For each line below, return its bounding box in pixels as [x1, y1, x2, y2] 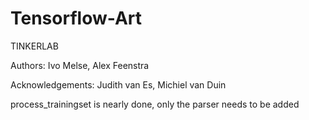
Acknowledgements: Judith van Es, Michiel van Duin [10, 78, 227, 91]
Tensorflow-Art [10, 7, 142, 30]
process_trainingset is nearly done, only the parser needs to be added [10, 98, 300, 110]
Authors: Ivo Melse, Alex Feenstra [10, 59, 150, 71]
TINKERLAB [10, 40, 59, 52]
